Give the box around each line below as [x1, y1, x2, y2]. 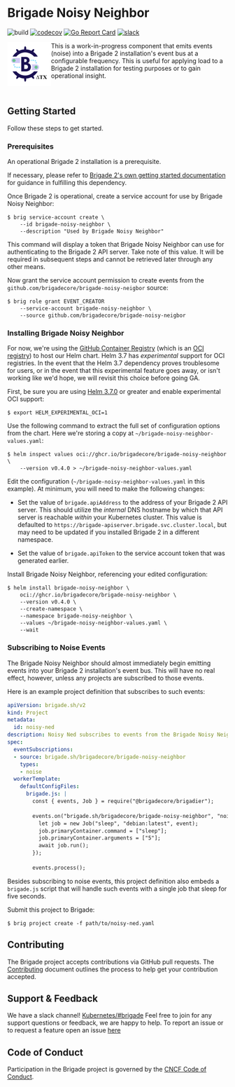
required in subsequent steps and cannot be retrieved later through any [7, 255, 213, 264]
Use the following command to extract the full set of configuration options [7, 422, 220, 430]
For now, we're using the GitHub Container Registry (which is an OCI [7, 344, 204, 353]
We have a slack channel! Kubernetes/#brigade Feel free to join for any [7, 1011, 212, 1020]
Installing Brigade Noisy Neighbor [7, 328, 124, 338]
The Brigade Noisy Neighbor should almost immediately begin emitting [7, 659, 211, 667]
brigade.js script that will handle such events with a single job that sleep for [7, 884, 227, 893]
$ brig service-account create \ [7, 214, 105, 221]
